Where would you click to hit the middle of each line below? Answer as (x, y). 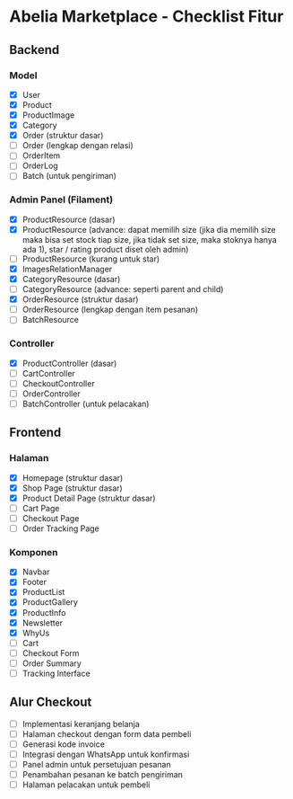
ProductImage (48, 115)
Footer (34, 582)
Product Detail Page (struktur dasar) (89, 498)
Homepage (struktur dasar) (73, 477)
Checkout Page (51, 518)
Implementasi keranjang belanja (81, 724)
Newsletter (43, 623)
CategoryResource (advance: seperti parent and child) (123, 289)
